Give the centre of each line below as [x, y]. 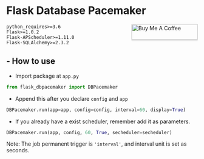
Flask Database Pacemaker [76, 11]
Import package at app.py [47, 76]
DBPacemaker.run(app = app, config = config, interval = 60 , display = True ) [96, 110]
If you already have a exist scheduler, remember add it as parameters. [102, 121]
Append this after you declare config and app [71, 98]
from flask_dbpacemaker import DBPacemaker [62, 87]
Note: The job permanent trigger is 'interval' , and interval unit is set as [97, 144]
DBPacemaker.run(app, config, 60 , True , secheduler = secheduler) [89, 132]
